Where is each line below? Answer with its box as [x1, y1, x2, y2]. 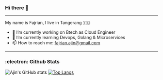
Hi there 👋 [5, 4, 29, 11]
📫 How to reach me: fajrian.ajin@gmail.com [12, 40, 100, 46]
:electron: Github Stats [5, 58, 60, 65]
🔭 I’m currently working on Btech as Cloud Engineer [12, 29, 115, 35]
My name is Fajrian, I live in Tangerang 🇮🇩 [5, 20, 91, 26]
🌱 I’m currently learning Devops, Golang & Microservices [12, 35, 125, 40]
